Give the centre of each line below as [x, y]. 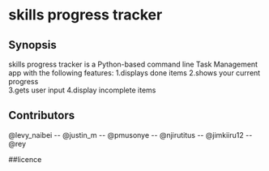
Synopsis [32, 45]
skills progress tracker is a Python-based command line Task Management [133, 64]
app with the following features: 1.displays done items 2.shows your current [134, 73]
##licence [25, 159]
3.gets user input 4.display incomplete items [82, 90]
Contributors [42, 115]
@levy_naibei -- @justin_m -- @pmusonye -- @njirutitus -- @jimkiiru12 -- [130, 135]
